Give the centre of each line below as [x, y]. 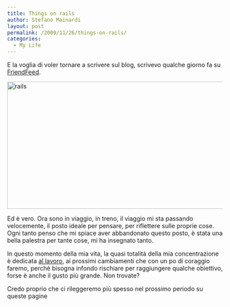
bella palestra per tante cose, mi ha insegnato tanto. [80, 240]
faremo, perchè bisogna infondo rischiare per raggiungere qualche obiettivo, [115, 268]
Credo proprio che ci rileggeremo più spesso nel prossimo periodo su [105, 289]
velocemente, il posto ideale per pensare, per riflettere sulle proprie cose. [111, 226]
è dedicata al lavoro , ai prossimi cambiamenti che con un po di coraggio [108, 261]
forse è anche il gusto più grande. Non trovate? [74, 275]
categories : [24, 39]
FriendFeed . [24, 72]
